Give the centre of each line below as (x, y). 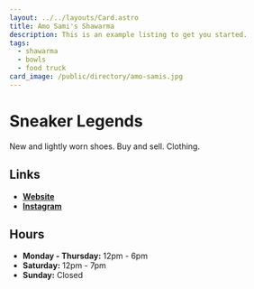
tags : (19, 43)
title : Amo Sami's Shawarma (62, 26)
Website (38, 196)
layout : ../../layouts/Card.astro (74, 18)
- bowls (32, 60)
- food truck (42, 69)
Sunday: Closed (53, 275)
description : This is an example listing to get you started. (128, 34)
